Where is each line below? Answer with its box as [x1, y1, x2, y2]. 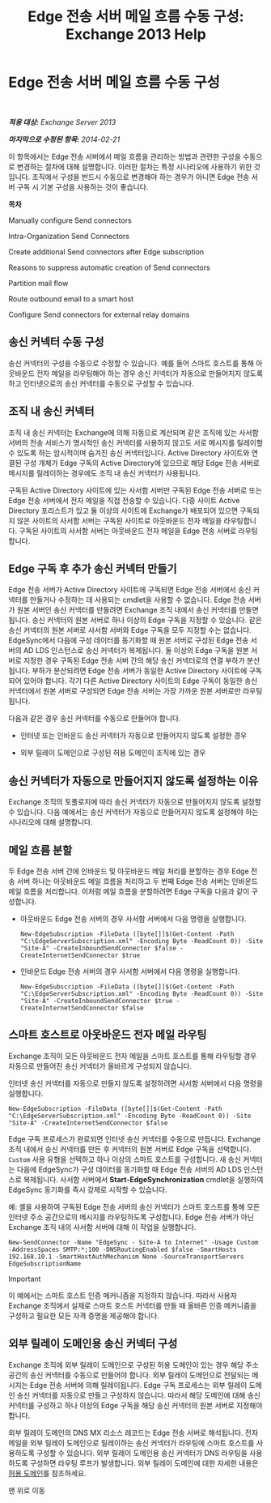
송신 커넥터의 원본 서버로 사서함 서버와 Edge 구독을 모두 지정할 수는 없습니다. [8, 626, 252, 635]
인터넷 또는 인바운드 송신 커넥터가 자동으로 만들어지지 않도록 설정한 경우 [19, 731, 248, 741]
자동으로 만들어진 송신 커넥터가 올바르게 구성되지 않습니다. [8, 1061, 193, 1070]
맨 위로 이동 [8, 1485, 46, 1495]
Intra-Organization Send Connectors [8, 231, 129, 241]
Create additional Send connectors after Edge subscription [8, 246, 205, 256]
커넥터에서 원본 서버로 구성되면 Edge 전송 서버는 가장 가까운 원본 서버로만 [8, 686, 241, 696]
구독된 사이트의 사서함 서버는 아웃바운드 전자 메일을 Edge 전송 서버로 [19, 526, 237, 536]
